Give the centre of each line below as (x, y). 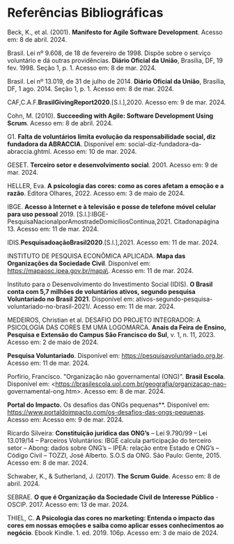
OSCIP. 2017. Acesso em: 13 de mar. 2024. (68, 504)
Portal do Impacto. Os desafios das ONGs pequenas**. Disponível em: (109, 405)
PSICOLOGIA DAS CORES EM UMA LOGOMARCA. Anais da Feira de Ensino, (117, 327)
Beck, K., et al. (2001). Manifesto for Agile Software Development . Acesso (115, 32)
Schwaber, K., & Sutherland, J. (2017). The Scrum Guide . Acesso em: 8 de (114, 476)
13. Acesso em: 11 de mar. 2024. (53, 228)
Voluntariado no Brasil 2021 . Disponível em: (71, 299)
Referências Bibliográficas (85, 13)
